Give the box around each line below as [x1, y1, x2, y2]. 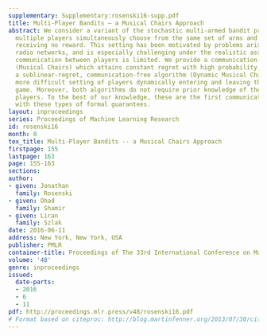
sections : [8, 167, 41, 175]
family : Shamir [15, 204, 66, 212]
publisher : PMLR [8, 241, 62, 249]
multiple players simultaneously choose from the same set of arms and [15, 33, 258, 42]
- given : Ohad [8, 197, 56, 205]
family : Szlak [15, 219, 62, 227]
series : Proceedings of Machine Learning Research [8, 115, 180, 123]
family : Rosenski [15, 189, 73, 197]
